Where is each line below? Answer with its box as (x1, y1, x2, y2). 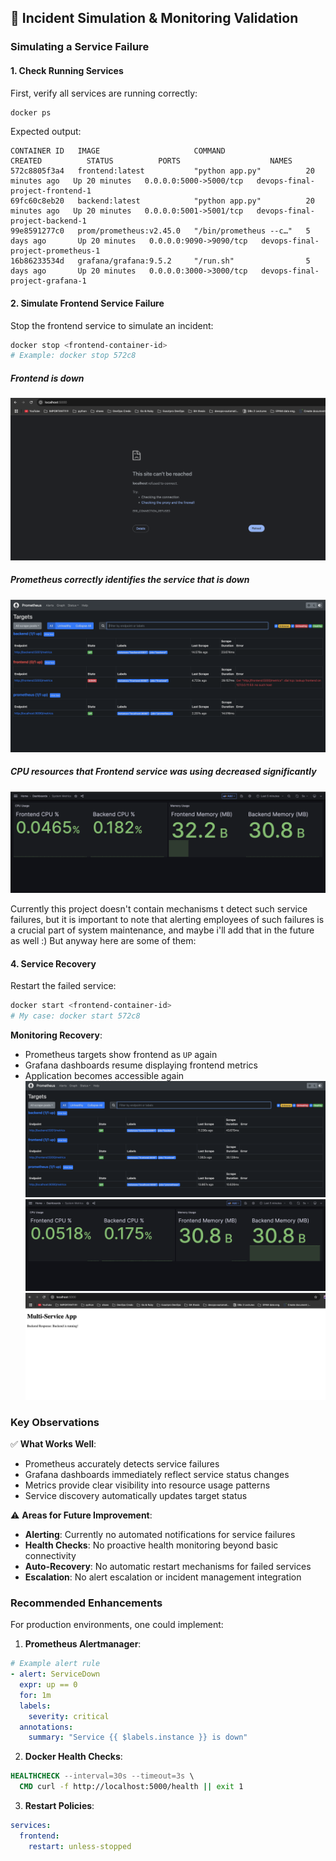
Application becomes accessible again (24, 1070, 185, 1082)
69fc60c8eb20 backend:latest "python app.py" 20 (10, 196, 315, 206)
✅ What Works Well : (10, 1438, 97, 1450)
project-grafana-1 (10, 276, 87, 286)
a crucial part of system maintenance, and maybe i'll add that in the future (10, 924, 315, 936)
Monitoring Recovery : (10, 1029, 103, 1041)
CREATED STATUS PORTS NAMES (10, 156, 293, 166)
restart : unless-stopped (28, 1841, 132, 1851)
